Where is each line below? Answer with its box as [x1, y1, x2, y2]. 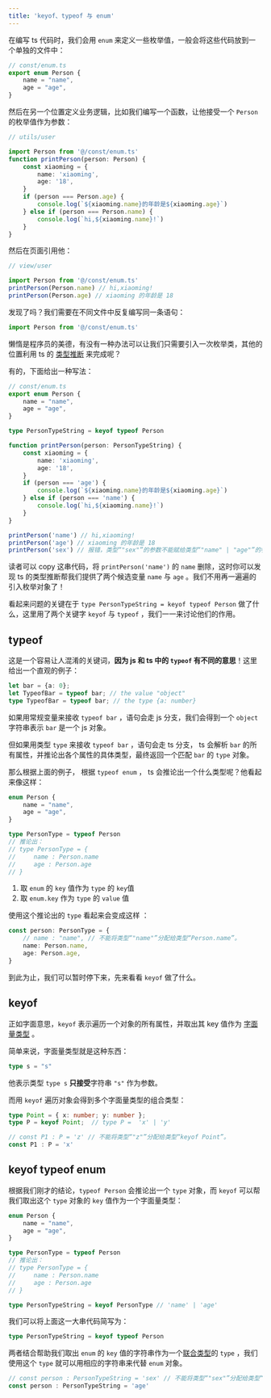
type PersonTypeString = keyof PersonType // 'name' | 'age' [8, 1301, 219, 1309]
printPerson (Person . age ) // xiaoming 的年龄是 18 [8, 292, 173, 300]
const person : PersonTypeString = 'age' [8, 1382, 150, 1390]
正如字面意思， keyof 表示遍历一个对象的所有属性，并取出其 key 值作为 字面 [8, 1018, 258, 1028]
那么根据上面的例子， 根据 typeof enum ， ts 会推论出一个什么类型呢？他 [8, 766, 248, 776]
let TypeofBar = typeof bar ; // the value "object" [8, 689, 186, 697]
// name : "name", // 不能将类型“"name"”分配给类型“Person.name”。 [23, 934, 241, 942]
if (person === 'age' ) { [23, 479, 106, 487]
